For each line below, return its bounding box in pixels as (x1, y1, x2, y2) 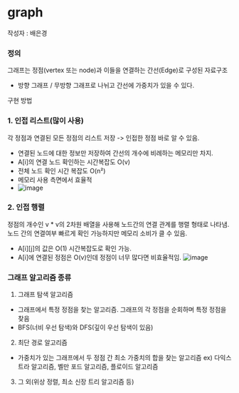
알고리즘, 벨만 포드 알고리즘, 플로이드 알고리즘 (31, 362, 159, 371)
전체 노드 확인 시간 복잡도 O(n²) (17, 166, 106, 175)
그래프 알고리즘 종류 (7, 272, 72, 282)
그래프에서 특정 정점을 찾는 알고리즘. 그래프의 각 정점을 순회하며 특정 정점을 (17, 305, 227, 314)
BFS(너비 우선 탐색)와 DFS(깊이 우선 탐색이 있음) (17, 323, 154, 332)
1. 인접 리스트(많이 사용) (7, 116, 84, 126)
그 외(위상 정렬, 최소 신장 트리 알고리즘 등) (17, 377, 134, 386)
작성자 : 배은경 (7, 29, 48, 37)
